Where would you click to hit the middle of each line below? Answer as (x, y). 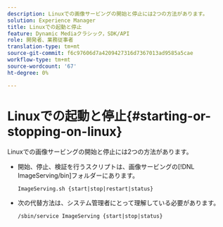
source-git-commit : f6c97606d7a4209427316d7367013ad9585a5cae (100, 54)
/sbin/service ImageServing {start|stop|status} (90, 216)
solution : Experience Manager (52, 20)
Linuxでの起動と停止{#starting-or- (109, 116)
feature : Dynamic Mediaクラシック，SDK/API (69, 33)
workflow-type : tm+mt (39, 60)
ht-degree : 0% (28, 73)
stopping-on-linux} (65, 131)
